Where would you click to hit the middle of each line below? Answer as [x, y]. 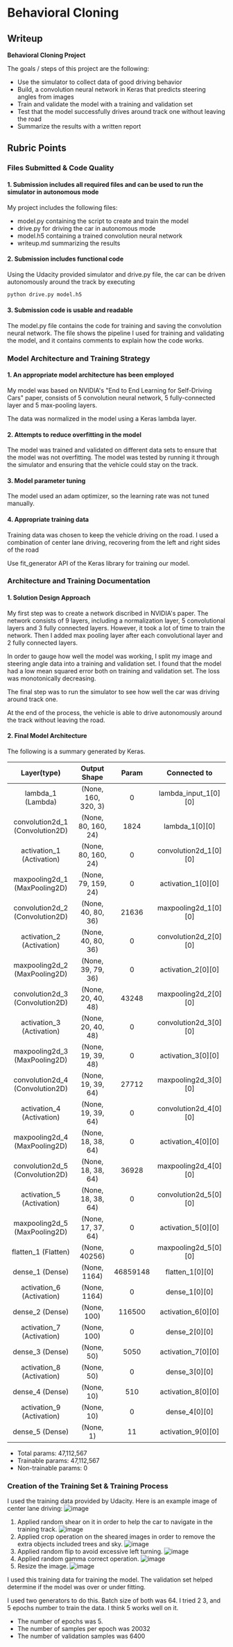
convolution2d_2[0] [189, 936]
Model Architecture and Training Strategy [79, 358]
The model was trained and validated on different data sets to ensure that [112, 450]
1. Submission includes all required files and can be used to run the [105, 184]
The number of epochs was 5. [60, 1621]
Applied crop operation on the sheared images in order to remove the [116, 1537]
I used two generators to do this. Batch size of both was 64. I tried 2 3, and [114, 1600]
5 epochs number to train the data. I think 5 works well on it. [93, 1608]
